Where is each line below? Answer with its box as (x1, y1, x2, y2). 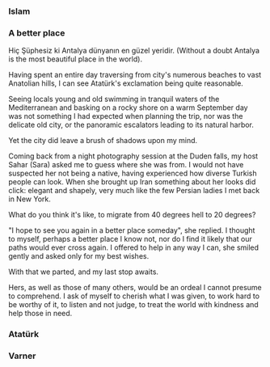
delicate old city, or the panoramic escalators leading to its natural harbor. (8, 120, 255, 130)
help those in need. (8, 309, 73, 318)
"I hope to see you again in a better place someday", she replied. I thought (8, 226, 255, 235)
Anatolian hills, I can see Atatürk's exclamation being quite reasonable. (8, 78, 244, 88)
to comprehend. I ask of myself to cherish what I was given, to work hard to (8, 291, 260, 301)
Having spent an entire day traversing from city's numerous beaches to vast (8, 70, 262, 80)
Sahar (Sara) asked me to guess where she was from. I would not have (8, 160, 244, 170)
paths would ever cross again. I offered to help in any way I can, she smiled (8, 243, 259, 252)
